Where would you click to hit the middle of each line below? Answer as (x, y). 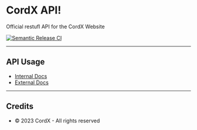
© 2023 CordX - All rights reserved (57, 121)
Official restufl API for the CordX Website (56, 26)
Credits (20, 106)
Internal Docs (31, 76)
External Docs (31, 82)
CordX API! (34, 10)
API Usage (26, 62)
